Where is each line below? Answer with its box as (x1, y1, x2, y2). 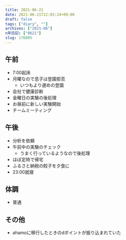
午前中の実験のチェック (12, 144, 61, 150)
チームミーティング (12, 107, 52, 113)
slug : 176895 (5, 36, 32, 41)
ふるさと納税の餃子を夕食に (12, 163, 70, 169)
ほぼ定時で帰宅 (12, 156, 43, 162)
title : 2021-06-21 (5, 7, 43, 13)
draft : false (5, 17, 32, 22)
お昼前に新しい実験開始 (12, 101, 61, 107)
